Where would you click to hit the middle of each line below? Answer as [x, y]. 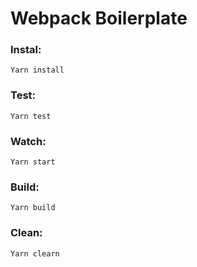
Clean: [26, 233]
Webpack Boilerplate [99, 18]
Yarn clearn [35, 253]
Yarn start [33, 162]
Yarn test [31, 116]
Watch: [28, 141]
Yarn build [33, 208]
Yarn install [37, 70]
